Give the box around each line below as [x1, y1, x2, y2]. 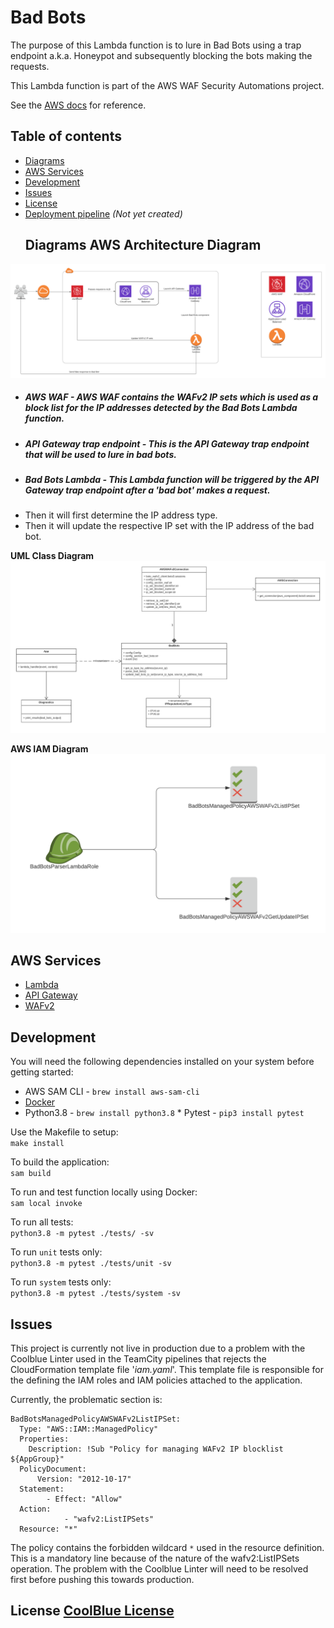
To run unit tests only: [10, 1246, 103, 1258]
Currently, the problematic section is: [10, 1393, 163, 1405]
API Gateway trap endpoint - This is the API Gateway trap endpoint [24, 437, 310, 450]
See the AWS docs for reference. [10, 99, 147, 111]
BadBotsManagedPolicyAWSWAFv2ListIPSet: [10, 1414, 182, 1424]
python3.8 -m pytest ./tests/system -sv [10, 1289, 182, 1299]
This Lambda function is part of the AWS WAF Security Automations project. [10, 79, 325, 91]
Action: [19, 1504, 52, 1514]
